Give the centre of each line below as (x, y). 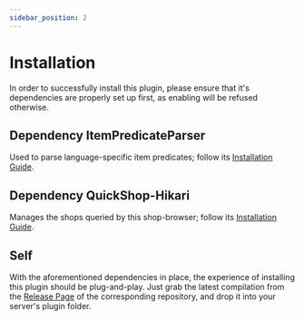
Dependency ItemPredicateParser (108, 136)
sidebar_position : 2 (49, 18)
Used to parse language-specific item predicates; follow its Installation (141, 157)
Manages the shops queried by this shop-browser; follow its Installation (143, 218)
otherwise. (29, 107)
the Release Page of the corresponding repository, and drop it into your (142, 296)
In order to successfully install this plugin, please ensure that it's (129, 88)
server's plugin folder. (50, 306)
